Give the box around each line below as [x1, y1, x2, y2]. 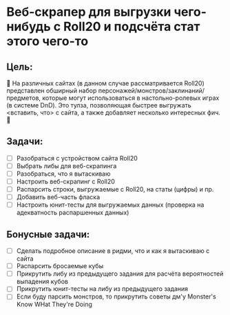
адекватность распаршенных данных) [16, 208, 129, 217]
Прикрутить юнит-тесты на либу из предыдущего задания [16, 285, 189, 293]
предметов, [6, 94, 41, 102]
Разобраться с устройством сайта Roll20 [16, 154, 138, 162]
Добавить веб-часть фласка [16, 193, 101, 201]
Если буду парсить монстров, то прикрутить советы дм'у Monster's [16, 292, 216, 301]
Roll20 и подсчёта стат [63, 19, 200, 34]
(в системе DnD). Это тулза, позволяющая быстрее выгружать [6, 101, 192, 109]
